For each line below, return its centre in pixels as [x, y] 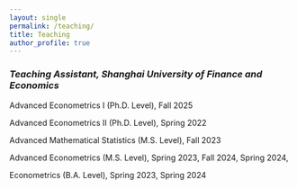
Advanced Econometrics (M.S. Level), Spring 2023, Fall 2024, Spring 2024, [149, 157]
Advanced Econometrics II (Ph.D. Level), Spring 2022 [108, 122]
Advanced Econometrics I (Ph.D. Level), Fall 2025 [101, 105]
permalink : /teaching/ [52, 26]
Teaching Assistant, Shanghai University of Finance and [136, 75]
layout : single [38, 18]
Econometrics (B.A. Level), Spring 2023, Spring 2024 [108, 175]
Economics [35, 85]
